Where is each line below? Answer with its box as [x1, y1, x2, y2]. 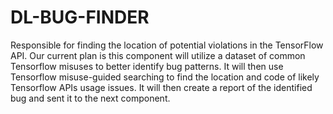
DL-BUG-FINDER [10, 6, 150, 29]
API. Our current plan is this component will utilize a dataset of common [10, 49, 306, 61]
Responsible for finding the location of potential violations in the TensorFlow [10, 39, 324, 51]
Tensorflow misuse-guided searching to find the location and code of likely [10, 71, 320, 83]
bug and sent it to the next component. [10, 92, 171, 104]
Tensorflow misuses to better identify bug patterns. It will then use [10, 60, 284, 72]
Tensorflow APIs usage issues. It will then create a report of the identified [10, 81, 313, 93]
